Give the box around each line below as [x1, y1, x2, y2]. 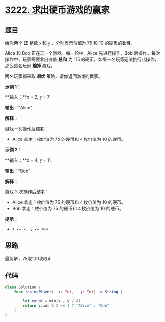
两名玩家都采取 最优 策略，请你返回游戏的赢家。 [5, 73, 103, 79]
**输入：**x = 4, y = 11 [5, 157, 51, 163]
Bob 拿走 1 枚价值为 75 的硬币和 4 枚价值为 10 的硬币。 [12, 206, 124, 211]
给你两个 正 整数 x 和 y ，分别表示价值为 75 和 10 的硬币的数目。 [5, 40, 135, 46]
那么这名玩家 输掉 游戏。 [5, 63, 55, 68]
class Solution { [5, 285, 41, 290]
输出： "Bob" [5, 168, 31, 174]
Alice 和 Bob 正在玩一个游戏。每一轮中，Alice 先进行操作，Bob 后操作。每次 [5, 50, 161, 56]
